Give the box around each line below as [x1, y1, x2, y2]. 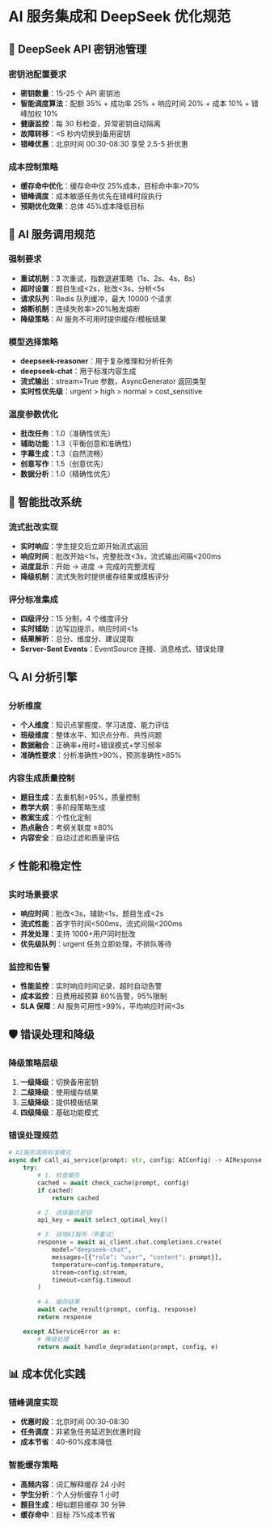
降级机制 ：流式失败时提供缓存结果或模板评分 [19, 572, 170, 581]
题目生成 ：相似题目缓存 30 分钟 [19, 1499, 126, 1509]
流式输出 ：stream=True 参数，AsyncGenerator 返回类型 [19, 376, 207, 386]
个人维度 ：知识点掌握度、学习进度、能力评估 [19, 720, 170, 729]
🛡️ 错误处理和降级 [8, 1027, 95, 1041]
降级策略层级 [8, 1057, 59, 1069]
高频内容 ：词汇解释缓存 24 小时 [19, 1479, 126, 1489]
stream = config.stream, [51, 1268, 129, 1276]
